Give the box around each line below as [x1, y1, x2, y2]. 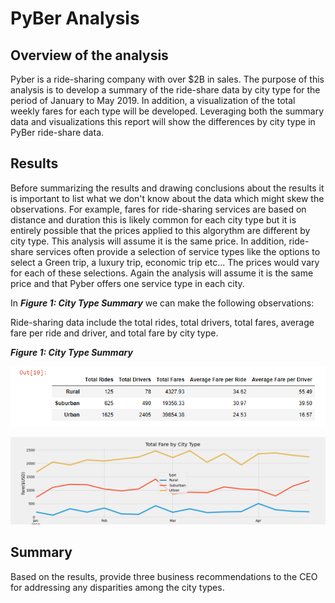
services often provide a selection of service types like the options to [35, 245, 321, 257]
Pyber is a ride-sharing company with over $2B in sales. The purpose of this [10, 73, 325, 85]
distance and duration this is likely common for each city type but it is [10, 213, 297, 226]
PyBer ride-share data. [10, 127, 105, 138]
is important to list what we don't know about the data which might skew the [10, 192, 325, 204]
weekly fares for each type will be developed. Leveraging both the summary [10, 105, 325, 117]
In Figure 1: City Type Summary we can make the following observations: [10, 297, 315, 309]
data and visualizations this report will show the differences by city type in [10, 116, 316, 127]
